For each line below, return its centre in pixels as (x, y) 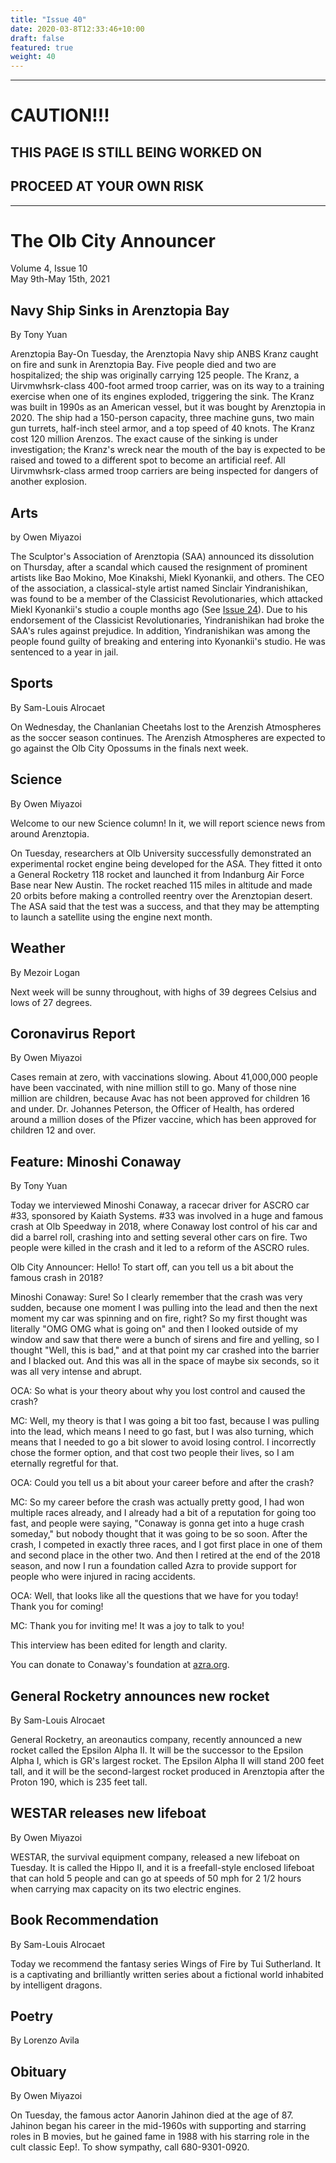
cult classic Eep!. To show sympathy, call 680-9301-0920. (130, 2147)
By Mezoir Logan (45, 972)
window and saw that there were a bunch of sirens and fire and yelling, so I (165, 1340)
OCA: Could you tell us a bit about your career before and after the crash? (162, 1483)
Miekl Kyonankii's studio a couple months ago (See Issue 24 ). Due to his (159, 610)
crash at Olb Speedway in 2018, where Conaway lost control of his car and (164, 1227)
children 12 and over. (53, 1130)
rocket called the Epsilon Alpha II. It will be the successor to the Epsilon (157, 1750)
